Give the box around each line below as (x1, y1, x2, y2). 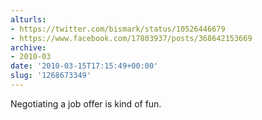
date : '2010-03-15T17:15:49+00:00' (10, 61, 159, 71)
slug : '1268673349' (10, 71, 92, 81)
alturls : (10, 14, 47, 25)
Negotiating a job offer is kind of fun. (10, 97, 162, 110)
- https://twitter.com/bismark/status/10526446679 (10, 24, 226, 34)
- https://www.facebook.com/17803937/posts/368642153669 (10, 33, 253, 43)
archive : (10, 42, 47, 53)
